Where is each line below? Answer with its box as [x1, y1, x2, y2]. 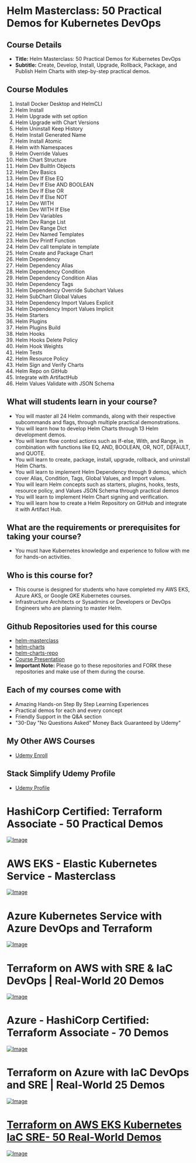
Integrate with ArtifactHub [15, 373, 78, 381]
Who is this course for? [6, 570, 93, 580]
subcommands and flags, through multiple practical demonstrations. [15, 418, 180, 425]
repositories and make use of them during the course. [15, 668, 145, 675]
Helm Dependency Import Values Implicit [15, 305, 114, 312]
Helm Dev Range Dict [15, 224, 67, 232]
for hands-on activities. [15, 553, 72, 560]
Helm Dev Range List [15, 218, 66, 225]
